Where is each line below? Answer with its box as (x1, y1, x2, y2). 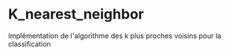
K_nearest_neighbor (8, 5, 144, 23)
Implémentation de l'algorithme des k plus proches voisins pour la (8, 31, 222, 40)
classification (8, 39, 51, 48)
